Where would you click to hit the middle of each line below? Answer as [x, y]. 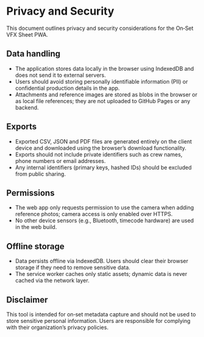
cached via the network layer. [52, 281]
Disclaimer [27, 299]
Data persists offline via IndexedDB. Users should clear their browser [102, 261]
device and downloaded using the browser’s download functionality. [101, 148]
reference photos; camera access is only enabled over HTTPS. [94, 214]
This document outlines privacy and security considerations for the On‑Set [100, 28]
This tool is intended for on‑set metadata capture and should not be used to [101, 314]
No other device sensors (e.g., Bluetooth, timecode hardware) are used [104, 220]
